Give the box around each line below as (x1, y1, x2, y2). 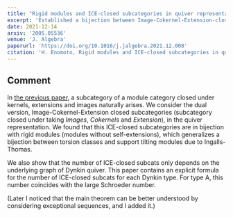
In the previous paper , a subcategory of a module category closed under (7, 93, 215, 102)
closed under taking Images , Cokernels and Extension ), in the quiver (7, 115, 203, 124)
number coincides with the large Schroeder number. (7, 180, 156, 188)
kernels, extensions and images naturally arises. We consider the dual (7, 100, 207, 108)
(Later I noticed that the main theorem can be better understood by (7, 194, 199, 202)
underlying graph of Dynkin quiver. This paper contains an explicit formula (7, 166, 220, 174)
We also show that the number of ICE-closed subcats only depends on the (7, 158, 220, 167)
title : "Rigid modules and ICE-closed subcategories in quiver (7, 10, 194, 17)
